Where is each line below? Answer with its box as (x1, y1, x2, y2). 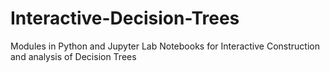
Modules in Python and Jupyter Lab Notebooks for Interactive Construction (10, 40, 321, 52)
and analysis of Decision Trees (10, 50, 137, 62)
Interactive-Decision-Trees (10, 7, 240, 30)
